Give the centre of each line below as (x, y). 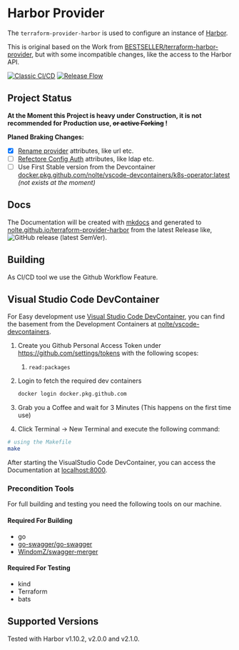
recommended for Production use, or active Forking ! (87, 123)
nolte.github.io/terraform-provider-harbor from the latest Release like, (110, 229)
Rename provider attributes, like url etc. (76, 151)
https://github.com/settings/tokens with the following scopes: (108, 353)
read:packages (49, 368)
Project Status (40, 98)
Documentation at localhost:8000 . (57, 470)
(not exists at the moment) (57, 182)
